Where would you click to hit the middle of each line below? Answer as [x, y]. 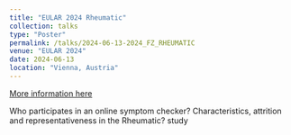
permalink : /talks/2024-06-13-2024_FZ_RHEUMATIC [102, 43]
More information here [51, 93]
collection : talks [44, 26]
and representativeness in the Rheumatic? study [99, 120]
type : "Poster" [38, 34]
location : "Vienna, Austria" [64, 68]
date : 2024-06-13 [42, 59]
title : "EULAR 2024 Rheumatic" [68, 18]
